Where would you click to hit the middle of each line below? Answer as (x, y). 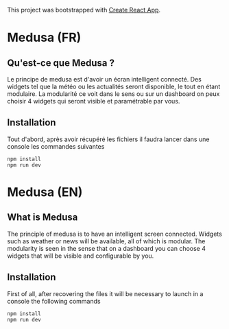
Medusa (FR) (44, 38)
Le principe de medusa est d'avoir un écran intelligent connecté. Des (105, 79)
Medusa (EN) (45, 192)
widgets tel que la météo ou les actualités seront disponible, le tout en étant (114, 86)
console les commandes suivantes (56, 146)
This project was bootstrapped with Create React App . (84, 10)
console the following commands (54, 301)
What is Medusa (43, 218)
